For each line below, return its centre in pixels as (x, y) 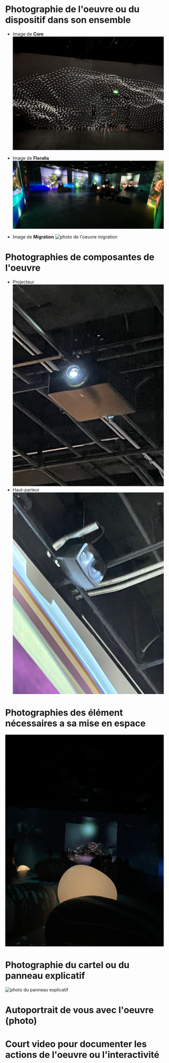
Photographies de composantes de (80, 257)
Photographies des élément (64, 713)
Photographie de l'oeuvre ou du (72, 9)
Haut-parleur (26, 489)
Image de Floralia (31, 158)
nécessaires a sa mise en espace (75, 724)
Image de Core (28, 34)
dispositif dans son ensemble (68, 20)
